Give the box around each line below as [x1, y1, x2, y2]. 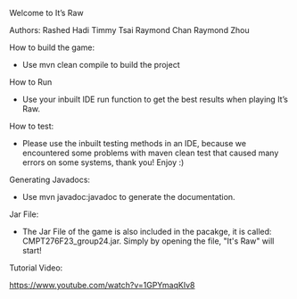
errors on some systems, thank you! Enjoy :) [21, 157, 185, 168]
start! [21, 245, 42, 255]
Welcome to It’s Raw [9, 8, 84, 18]
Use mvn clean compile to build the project [21, 60, 180, 70]
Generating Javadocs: [9, 174, 91, 185]
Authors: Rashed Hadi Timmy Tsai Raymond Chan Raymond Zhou [9, 25, 250, 35]
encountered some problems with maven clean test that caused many [21, 147, 279, 158]
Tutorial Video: [9, 262, 63, 273]
